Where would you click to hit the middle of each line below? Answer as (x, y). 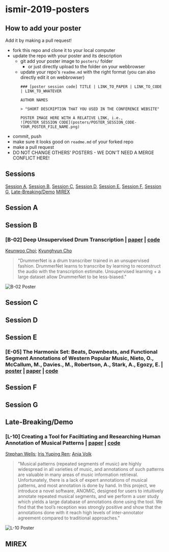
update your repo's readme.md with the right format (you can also (88, 72)
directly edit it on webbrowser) (52, 77)
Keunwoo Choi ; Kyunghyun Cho (39, 250)
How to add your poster (43, 28)
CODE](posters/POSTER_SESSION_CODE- (98, 122)
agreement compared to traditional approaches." (69, 518)
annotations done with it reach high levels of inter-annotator (80, 513)
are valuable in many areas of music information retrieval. (78, 475)
